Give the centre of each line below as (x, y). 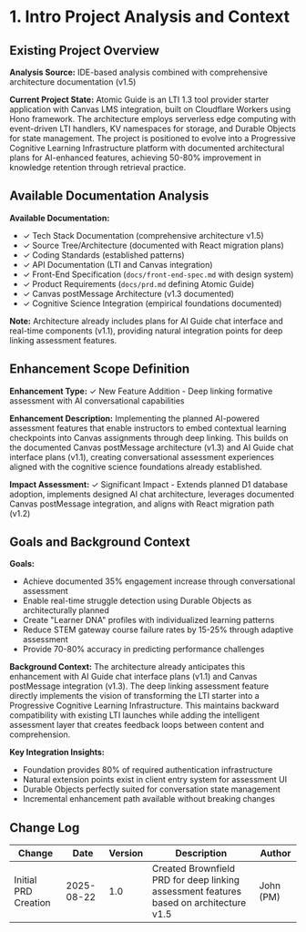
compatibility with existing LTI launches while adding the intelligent (134, 715)
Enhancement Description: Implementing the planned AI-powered (134, 418)
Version (126, 854)
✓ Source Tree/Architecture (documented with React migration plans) (153, 245)
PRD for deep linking (195, 880)
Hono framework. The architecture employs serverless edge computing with (153, 119)
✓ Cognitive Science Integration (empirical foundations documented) (152, 303)
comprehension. (40, 734)
